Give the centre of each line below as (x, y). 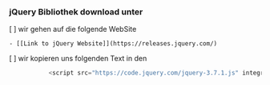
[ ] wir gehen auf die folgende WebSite (73, 29)
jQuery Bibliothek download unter (76, 12)
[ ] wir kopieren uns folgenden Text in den (78, 59)
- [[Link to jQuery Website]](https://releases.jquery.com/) (113, 44)
